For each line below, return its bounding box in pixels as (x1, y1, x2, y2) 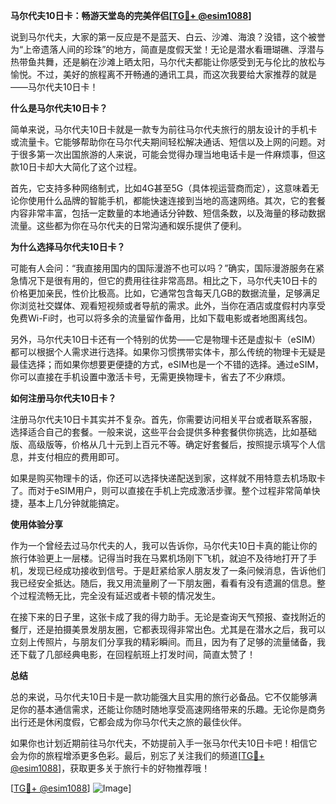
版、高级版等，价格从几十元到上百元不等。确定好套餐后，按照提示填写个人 (10, 439, 317, 450)
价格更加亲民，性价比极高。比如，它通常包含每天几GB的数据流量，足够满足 (10, 287, 321, 299)
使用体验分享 (10, 519, 63, 530)
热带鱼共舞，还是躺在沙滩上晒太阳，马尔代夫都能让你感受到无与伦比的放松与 (10, 56, 326, 68)
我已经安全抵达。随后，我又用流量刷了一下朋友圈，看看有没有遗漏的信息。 (10, 577, 317, 589)
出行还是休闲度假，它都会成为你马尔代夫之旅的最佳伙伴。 (10, 716, 247, 728)
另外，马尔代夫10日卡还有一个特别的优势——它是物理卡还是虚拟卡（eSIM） (10, 334, 322, 345)
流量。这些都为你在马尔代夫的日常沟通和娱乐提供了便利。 (10, 220, 247, 231)
